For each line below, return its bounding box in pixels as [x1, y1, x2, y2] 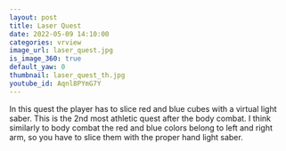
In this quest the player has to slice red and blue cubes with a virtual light [9, 103, 278, 114]
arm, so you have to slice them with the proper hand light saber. [9, 131, 243, 142]
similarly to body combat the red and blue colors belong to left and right [9, 122, 274, 133]
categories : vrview [9, 37, 82, 47]
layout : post [9, 12, 58, 22]
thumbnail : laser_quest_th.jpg [9, 71, 126, 80]
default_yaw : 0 [9, 63, 66, 72]
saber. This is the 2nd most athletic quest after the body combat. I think [9, 113, 272, 123]
